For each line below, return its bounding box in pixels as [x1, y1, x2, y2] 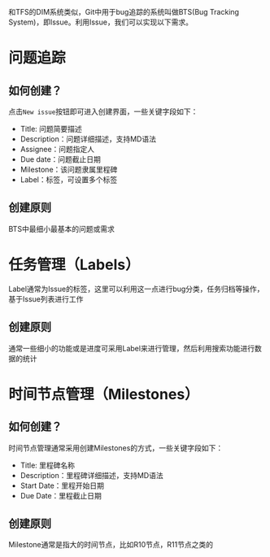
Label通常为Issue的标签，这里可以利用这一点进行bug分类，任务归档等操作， [8, 284, 264, 294]
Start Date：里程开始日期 [20, 481, 104, 490]
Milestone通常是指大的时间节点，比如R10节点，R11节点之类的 [8, 540, 214, 550]
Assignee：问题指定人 [20, 145, 95, 154]
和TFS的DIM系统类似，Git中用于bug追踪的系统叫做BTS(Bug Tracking [8, 7, 240, 16]
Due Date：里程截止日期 [20, 490, 102, 500]
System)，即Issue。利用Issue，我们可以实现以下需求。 [8, 17, 194, 27]
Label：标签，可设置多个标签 [20, 175, 118, 185]
